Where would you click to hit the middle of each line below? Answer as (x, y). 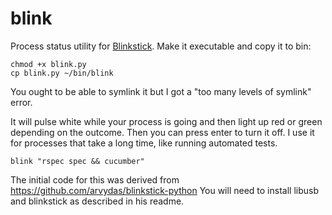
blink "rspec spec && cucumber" (77, 161)
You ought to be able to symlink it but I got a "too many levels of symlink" (161, 91)
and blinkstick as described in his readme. (97, 201)
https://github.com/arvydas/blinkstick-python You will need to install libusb (164, 190)
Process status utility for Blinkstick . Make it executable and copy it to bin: (161, 46)
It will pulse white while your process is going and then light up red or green (166, 121)
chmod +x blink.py (48, 64)
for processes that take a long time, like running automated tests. (144, 143)
